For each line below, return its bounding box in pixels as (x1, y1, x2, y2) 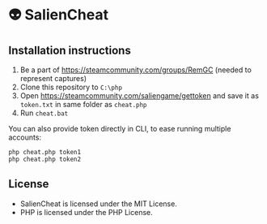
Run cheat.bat (19, 108, 69, 118)
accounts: (8, 132, 42, 142)
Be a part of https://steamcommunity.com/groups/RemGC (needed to (19, 65, 252, 75)
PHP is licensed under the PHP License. (19, 207, 154, 217)
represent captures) (19, 74, 87, 83)
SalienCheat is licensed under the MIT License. (19, 199, 178, 209)
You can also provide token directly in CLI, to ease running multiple (8, 124, 231, 133)
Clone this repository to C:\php (19, 82, 123, 92)
